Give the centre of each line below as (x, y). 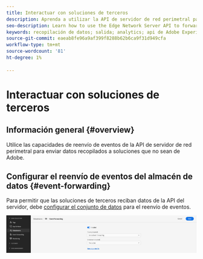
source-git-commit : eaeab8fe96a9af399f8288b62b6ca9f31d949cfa (86, 39)
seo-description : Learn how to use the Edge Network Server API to (93, 25)
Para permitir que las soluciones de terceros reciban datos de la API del (95, 201)
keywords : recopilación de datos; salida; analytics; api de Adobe (93, 32)
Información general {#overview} (70, 130)
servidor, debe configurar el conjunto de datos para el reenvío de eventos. (99, 207)
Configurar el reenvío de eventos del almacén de (100, 177)
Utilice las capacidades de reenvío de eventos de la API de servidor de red (99, 144)
